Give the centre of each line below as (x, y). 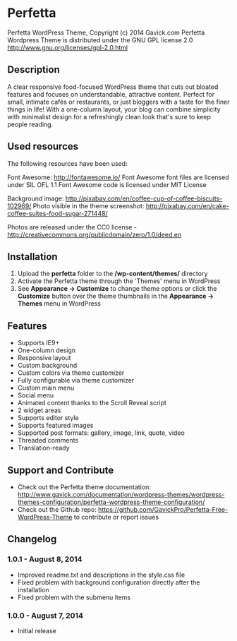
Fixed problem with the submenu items (74, 597)
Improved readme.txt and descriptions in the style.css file (101, 575)
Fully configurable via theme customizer (76, 381)
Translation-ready (43, 448)
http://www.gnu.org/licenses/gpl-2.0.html (68, 47)
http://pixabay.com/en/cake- (187, 205)
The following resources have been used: (68, 163)
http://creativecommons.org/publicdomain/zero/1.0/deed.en (95, 234)
